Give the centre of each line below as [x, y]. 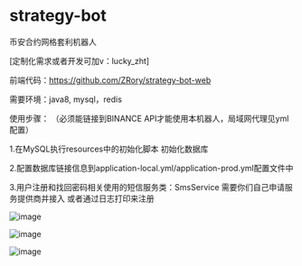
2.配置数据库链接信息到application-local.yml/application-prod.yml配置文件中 [151, 168]
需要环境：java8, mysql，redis [66, 99]
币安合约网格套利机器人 [53, 41]
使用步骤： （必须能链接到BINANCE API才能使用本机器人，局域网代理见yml [149, 118]
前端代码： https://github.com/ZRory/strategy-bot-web [110, 80]
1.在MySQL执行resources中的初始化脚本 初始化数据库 [109, 149]
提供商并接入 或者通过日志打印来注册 [85, 198]
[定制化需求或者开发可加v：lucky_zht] [80, 60]
